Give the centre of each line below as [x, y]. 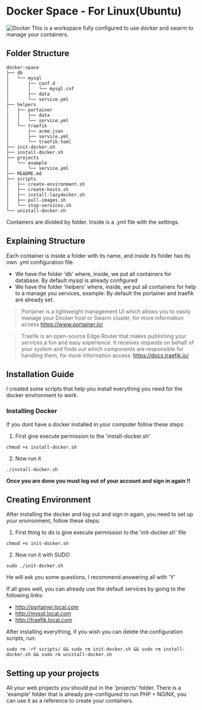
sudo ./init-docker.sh [35, 566]
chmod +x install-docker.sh [42, 447]
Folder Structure [38, 54]
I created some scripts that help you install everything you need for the [94, 389]
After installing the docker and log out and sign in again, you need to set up [100, 514]
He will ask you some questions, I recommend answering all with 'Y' [91, 577]
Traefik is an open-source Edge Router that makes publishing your [104, 336]
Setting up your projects [53, 673]
